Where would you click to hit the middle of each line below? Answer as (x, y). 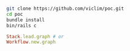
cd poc (15, 14)
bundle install (26, 20)
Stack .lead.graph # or (35, 36)
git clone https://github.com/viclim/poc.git (65, 8)
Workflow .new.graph (31, 42)
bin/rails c (21, 25)
